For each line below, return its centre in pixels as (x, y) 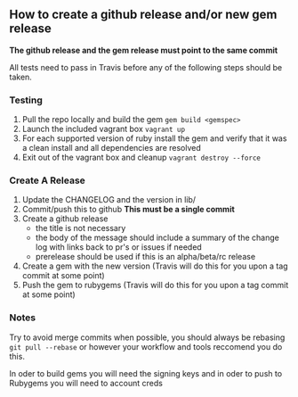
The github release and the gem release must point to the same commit (144, 50)
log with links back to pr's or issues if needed (118, 247)
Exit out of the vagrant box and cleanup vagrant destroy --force (141, 157)
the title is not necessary (81, 228)
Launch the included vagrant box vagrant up (103, 129)
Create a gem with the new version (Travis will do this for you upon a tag (155, 266)
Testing (26, 100)
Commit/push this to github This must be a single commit (129, 210)
